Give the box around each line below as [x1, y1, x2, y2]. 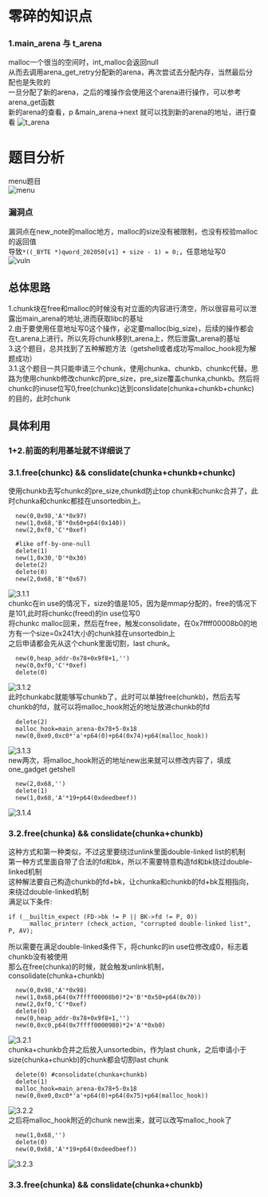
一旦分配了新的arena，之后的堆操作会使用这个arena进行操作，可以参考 [8, 87, 242, 97]
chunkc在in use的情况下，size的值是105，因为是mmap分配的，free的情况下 [8, 599, 258, 608]
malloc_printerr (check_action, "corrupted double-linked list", [29, 920, 251, 928]
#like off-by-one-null [15, 541, 91, 549]
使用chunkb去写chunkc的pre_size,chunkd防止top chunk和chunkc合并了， [8, 486, 251, 496]
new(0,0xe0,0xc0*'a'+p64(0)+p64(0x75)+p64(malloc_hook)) [15, 1092, 209, 1100]
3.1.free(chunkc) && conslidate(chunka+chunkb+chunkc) [8, 467, 236, 478]
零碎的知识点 [8, 7, 93, 26]
